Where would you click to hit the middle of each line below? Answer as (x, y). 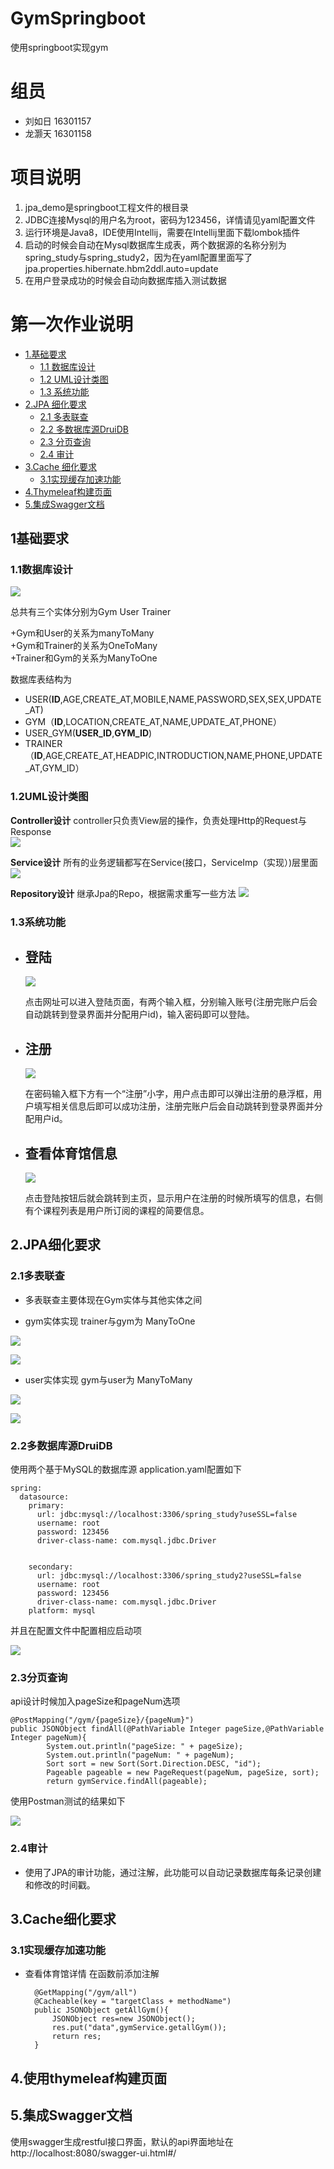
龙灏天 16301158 (58, 133)
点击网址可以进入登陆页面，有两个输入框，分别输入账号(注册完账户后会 (171, 1002)
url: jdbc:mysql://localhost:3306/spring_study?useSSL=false (167, 1515)
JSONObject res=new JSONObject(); (123, 2019)
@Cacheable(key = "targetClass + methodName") (133, 2002)
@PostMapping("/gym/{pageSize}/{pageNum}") (102, 1720)
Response (31, 831)
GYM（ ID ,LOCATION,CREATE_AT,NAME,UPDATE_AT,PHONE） (153, 722)
